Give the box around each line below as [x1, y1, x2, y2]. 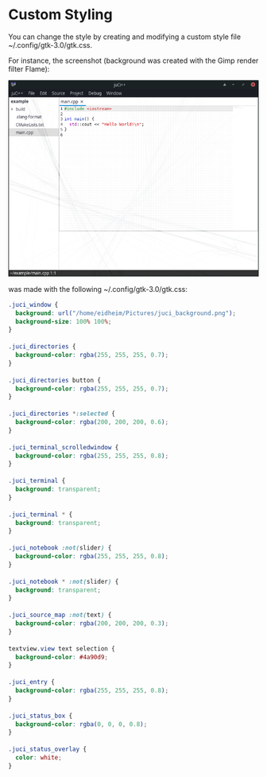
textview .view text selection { [8, 644, 115, 653]
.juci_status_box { [8, 712, 73, 720]
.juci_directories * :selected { [8, 410, 115, 418]
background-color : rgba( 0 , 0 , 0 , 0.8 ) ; [15, 720, 148, 728]
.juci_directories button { [8, 376, 102, 384]
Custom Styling [8, 6, 113, 24]
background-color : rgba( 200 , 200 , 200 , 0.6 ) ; [15, 418, 169, 426]
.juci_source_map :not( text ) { [8, 611, 112, 620]
